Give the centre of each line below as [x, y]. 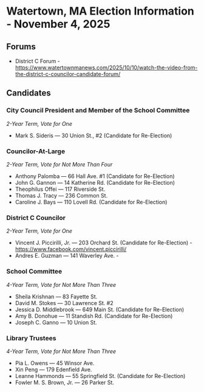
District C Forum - [38, 61]
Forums [21, 46]
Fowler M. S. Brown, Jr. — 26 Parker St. [64, 382]
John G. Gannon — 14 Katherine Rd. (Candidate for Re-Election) [95, 182]
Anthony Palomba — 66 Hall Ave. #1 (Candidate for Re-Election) [95, 176]
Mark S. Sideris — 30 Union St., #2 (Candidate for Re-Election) [93, 136]
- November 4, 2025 [58, 24]
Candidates [29, 93]
